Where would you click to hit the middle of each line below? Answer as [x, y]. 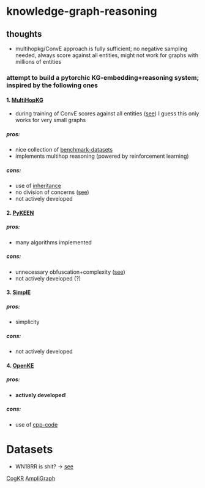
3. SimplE [19, 292]
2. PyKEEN [20, 212]
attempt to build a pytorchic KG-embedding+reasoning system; [103, 77]
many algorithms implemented [53, 242]
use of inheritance [38, 186]
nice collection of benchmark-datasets [64, 150]
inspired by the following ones [52, 85]
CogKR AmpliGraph [31, 478]
